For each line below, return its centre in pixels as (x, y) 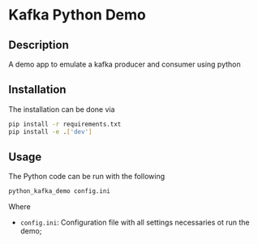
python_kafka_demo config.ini (60, 191)
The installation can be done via (62, 109)
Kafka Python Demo (77, 15)
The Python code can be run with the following (86, 177)
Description (39, 45)
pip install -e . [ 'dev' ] (50, 131)
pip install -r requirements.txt (65, 124)
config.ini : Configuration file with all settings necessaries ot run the (135, 223)
